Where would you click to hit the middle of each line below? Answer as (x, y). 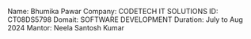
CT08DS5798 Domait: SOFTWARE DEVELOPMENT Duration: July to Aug (125, 19)
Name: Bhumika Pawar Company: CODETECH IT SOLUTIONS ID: (113, 11)
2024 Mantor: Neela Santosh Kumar (66, 28)
